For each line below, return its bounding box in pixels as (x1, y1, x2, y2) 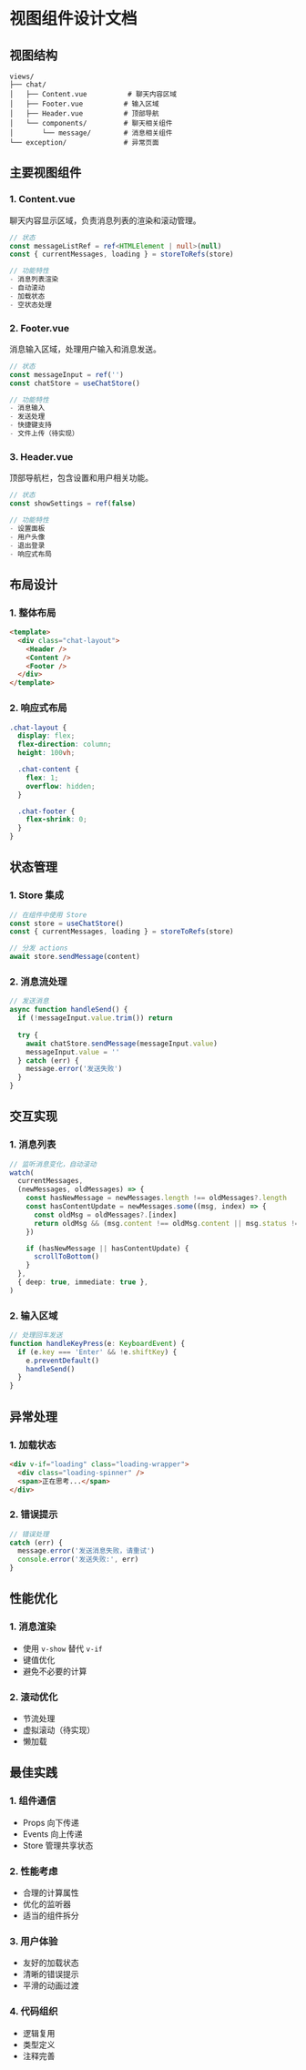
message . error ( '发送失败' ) (25, 1065, 123, 1074)
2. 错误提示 (9, 1508, 58, 1521)
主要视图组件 (9, 165, 82, 180)
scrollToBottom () (33, 1252, 100, 1261)
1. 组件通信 (9, 1795, 56, 1808)
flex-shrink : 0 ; (25, 815, 88, 824)
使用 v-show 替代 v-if (22, 1643, 103, 1654)
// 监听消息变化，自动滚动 (9, 1159, 97, 1168)
